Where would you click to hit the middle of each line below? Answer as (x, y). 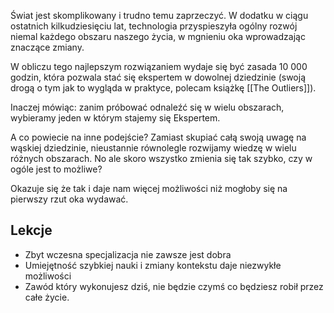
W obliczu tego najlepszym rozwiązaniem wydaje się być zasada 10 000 (159, 66)
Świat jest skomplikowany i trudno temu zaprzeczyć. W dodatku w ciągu (159, 15)
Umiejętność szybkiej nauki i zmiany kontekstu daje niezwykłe (153, 265)
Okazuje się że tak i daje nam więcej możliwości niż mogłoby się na (149, 188)
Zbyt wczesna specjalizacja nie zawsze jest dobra (128, 254)
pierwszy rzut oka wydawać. (69, 199)
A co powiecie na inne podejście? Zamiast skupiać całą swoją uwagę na (158, 137)
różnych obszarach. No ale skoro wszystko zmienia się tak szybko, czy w (161, 158)
